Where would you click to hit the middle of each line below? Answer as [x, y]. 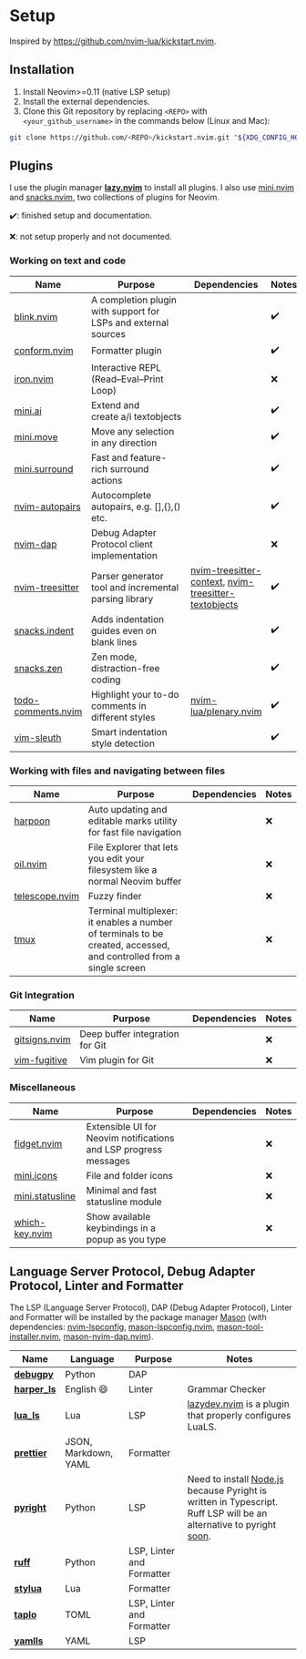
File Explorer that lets [133, 847]
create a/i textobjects [136, 416]
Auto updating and [127, 810]
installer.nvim [34, 1336]
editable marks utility [133, 821]
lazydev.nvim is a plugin [238, 1404]
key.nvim [33, 1234]
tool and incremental [135, 587]
